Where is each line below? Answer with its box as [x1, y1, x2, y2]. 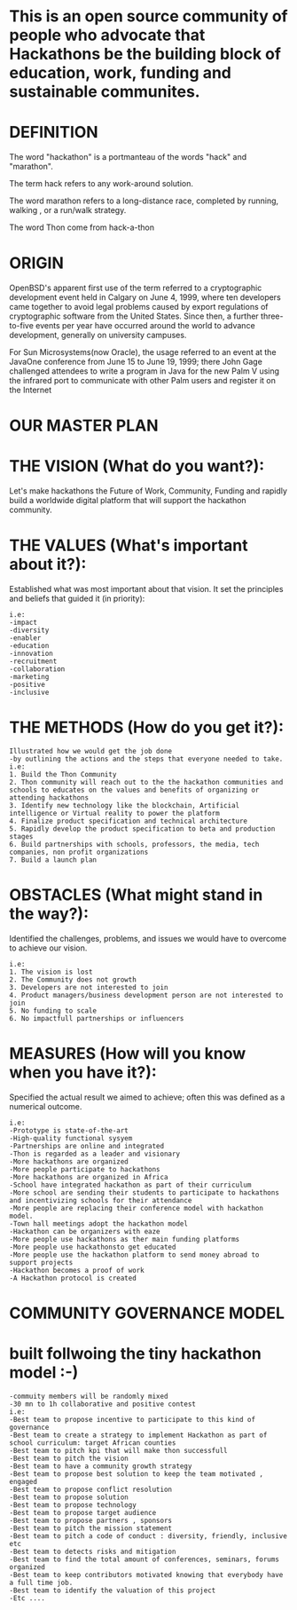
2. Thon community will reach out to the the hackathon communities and [9, 778, 284, 787]
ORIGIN [9, 253, 65, 273]
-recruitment [9, 657, 58, 667]
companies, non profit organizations [9, 848, 149, 857]
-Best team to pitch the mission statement [9, 1524, 173, 1533]
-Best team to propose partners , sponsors [9, 1516, 173, 1526]
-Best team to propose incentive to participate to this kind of [9, 1416, 255, 1425]
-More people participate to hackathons [9, 1164, 161, 1173]
